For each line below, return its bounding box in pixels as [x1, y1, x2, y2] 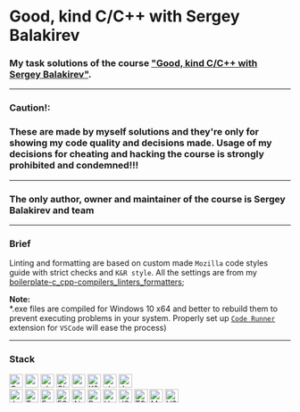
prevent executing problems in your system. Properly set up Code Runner [9, 313, 276, 324]
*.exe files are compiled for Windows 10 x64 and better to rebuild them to [9, 303, 279, 314]
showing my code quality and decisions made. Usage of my [9, 136, 272, 149]
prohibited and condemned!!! [9, 159, 139, 171]
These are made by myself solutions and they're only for [9, 126, 260, 138]
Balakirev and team [9, 203, 95, 216]
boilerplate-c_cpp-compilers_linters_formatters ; [9, 276, 185, 287]
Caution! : [9, 102, 51, 114]
